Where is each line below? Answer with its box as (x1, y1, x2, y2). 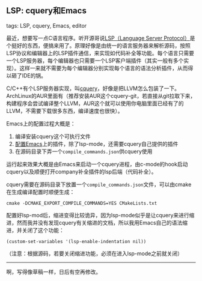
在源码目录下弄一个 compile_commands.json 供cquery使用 (14, 148, 153, 155)
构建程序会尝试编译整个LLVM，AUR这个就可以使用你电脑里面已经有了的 (6, 100, 184, 107)
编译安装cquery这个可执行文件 (14, 133, 91, 140)
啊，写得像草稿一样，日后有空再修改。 (6, 268, 101, 275)
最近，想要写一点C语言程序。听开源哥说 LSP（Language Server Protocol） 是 (6, 34, 195, 41)
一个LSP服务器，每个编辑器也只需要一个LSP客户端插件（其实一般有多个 (6, 56, 184, 64)
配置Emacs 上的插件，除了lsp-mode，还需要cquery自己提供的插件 (14, 140, 179, 147)
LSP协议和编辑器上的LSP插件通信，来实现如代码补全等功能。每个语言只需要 (6, 49, 194, 56)
